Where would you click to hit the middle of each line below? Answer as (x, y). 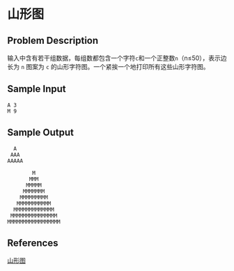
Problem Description (53, 40)
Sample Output (41, 133)
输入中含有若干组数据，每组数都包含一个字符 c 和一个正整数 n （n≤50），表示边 (117, 58)
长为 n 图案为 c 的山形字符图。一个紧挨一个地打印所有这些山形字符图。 (109, 67)
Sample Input (37, 89)
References (33, 243)
